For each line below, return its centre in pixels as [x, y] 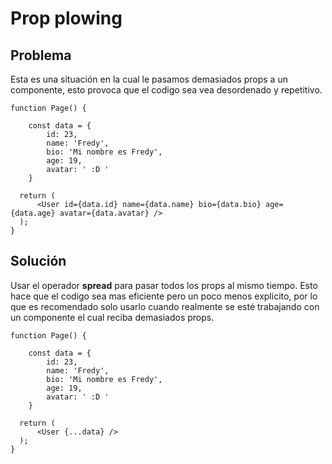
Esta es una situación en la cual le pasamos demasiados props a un [149, 79]
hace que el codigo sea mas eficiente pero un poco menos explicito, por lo [164, 296]
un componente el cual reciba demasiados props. [112, 317]
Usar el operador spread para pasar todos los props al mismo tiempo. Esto [164, 285]
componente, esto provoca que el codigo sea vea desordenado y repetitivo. [166, 90]
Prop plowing [66, 18]
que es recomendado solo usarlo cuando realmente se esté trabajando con [165, 306]
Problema [41, 55]
